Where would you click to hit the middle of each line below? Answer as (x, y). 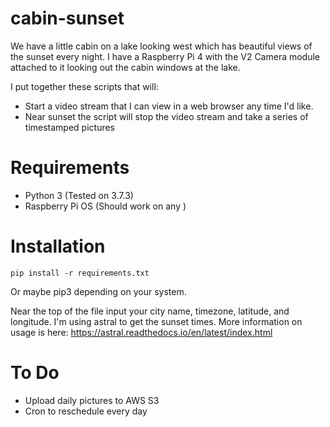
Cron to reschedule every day (86, 411)
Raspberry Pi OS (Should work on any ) (105, 206)
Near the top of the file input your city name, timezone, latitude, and (150, 311)
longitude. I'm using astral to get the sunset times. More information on (156, 321)
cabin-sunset (67, 18)
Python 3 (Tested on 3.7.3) (79, 195)
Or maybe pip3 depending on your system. (98, 291)
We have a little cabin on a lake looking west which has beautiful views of (161, 46)
